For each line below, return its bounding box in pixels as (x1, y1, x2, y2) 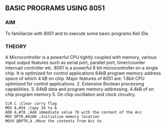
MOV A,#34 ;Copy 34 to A (5, 105, 57, 110)
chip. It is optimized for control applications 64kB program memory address (5, 70, 161, 76)
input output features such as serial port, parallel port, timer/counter (5, 59, 145, 65)
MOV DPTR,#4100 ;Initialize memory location (5, 114, 99, 119)
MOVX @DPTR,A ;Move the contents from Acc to (5, 118, 101, 123)
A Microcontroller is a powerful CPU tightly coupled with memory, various (5, 54, 157, 60)
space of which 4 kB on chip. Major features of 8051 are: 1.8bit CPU (5, 75, 145, 81)
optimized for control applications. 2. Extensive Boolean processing (5, 80, 144, 86)
